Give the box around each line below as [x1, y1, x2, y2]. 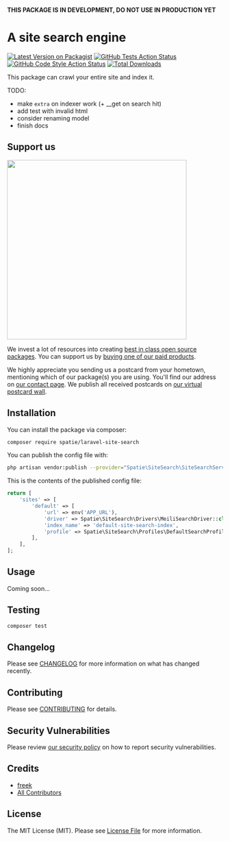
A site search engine [7, 30, 127, 45]
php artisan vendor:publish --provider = [7, 464, 125, 472]
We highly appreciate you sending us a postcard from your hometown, [7, 365, 206, 374]
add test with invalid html [16, 106, 88, 115]
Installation [7, 407, 56, 419]
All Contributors [16, 788, 62, 796]
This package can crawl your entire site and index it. [7, 73, 155, 81]
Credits [7, 763, 40, 775]
